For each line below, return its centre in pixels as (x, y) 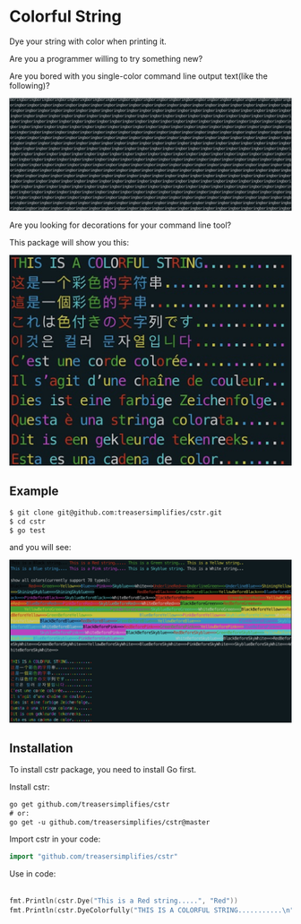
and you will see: (40, 548)
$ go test (28, 531)
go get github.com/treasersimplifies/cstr (90, 805)
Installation (41, 748)
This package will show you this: (69, 242)
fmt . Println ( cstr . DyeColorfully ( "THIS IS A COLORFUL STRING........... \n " (152, 910)
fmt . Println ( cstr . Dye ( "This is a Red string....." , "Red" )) (124, 901)
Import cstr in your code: (55, 839)
